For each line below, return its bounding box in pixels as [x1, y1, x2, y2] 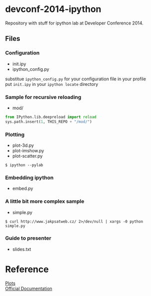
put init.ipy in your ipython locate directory [5, 81, 98, 87]
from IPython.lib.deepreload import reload [5, 114, 97, 119]
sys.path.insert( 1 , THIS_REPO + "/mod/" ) [5, 119, 92, 124]
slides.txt [12, 246, 31, 252]
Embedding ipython [5, 174, 54, 181]
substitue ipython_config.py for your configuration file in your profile [5, 76, 147, 82]
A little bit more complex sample [5, 198, 84, 205]
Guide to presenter [5, 235, 52, 242]
